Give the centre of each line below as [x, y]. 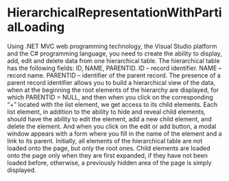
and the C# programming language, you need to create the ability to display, [115, 53]
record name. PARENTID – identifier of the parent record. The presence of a [114, 75]
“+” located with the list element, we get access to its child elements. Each [112, 104]
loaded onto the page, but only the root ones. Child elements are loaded [109, 148]
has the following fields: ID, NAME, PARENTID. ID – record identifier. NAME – [114, 68]
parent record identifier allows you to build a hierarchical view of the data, [111, 82]
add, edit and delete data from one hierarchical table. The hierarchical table [114, 60]
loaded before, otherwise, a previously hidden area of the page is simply [109, 162]
